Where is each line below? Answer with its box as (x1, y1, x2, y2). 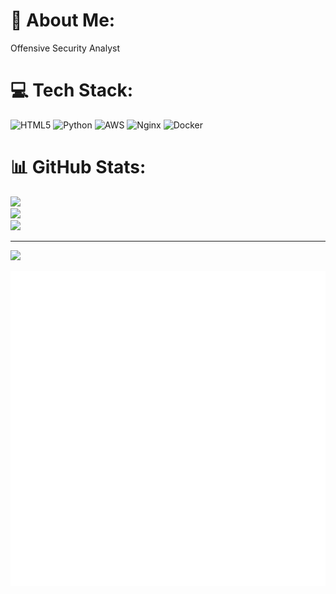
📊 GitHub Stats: (10, 156, 147, 179)
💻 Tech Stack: (10, 79, 134, 102)
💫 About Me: (10, 9, 116, 32)
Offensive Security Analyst (10, 42, 120, 54)
